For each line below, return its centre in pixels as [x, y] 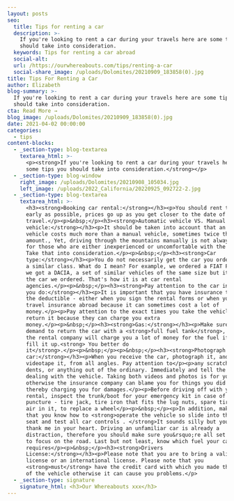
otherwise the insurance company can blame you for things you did [126, 383]
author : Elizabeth [34, 85]
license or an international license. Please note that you [115, 461]
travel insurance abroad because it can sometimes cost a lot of [122, 305]
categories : [24, 130]
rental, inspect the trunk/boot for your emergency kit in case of [126, 396]
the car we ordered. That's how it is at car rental [104, 279]
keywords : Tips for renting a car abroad [75, 53]
